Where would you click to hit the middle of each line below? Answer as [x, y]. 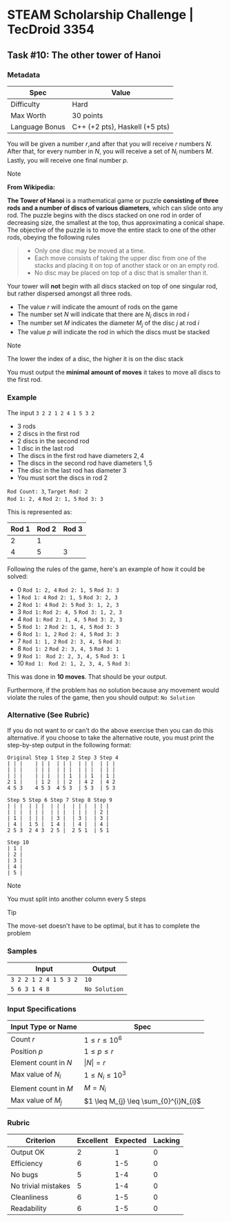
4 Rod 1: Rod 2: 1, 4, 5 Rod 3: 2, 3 [70, 619]
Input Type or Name [44, 1027]
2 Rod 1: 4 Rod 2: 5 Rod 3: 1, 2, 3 [68, 604]
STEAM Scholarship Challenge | [101, 15]
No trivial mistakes [41, 1185]
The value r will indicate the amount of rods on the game [97, 307]
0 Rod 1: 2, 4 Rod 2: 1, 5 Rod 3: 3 [68, 590]
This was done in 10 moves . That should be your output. [87, 676]
